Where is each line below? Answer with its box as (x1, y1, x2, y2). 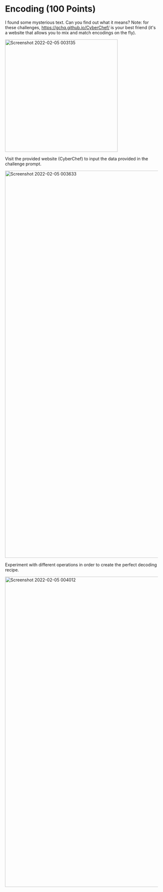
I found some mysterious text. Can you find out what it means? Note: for (5, 19, 149, 25)
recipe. (5, 567, 19, 573)
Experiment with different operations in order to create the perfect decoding (5, 561, 157, 568)
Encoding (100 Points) (5, 3, 96, 15)
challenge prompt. (5, 161, 42, 167)
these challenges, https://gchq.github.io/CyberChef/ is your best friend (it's (5, 24, 156, 30)
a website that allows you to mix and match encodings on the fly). (5, 30, 136, 35)
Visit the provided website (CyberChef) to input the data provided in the (5, 156, 148, 161)
